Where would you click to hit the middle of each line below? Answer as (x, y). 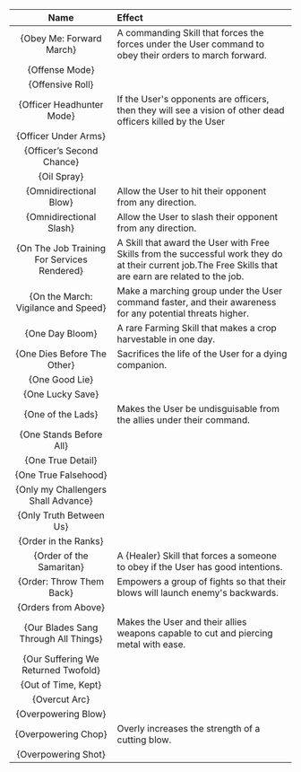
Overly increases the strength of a (189, 728)
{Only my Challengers (61, 490)
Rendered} (61, 271)
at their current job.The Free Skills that (198, 265)
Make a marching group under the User (200, 291)
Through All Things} (61, 639)
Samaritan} (61, 567)
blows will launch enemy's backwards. (198, 593)
